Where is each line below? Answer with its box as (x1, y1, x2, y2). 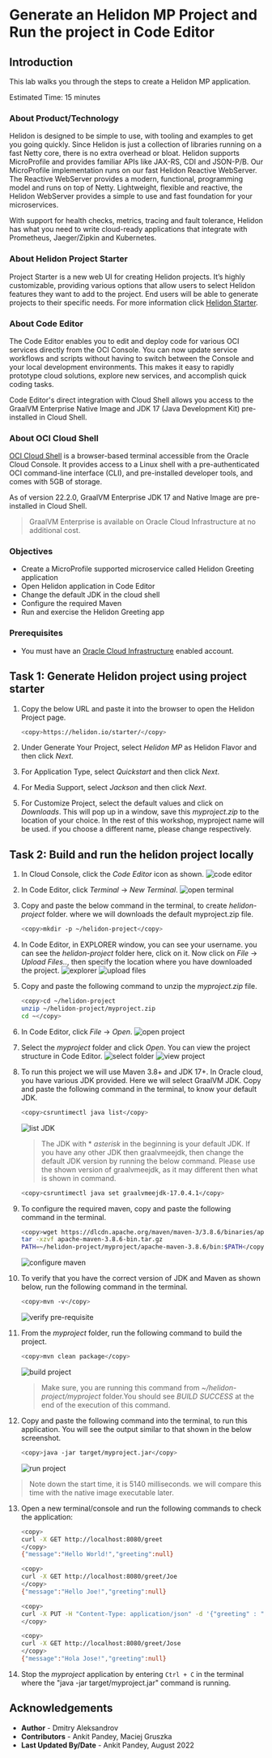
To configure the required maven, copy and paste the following (20, 1203, 232, 1214)
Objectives (9, 546, 53, 557)
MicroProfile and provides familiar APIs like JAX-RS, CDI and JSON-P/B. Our (9, 157, 264, 167)
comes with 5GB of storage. (9, 477, 103, 487)
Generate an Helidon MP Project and (9, 6, 258, 24)
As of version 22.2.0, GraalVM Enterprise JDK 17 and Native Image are (9, 492, 244, 502)
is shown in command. (40, 1173, 117, 1183)
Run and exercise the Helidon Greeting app (20, 607, 165, 617)
